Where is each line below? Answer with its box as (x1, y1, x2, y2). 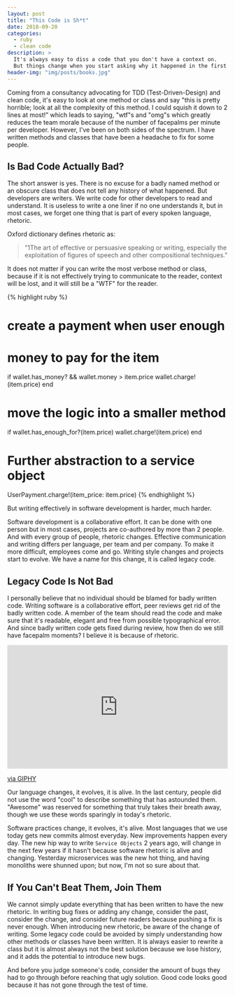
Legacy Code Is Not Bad (7, 575, 114, 587)
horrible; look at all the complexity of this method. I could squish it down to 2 (7, 103, 228, 111)
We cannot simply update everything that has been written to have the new (7, 900, 224, 908)
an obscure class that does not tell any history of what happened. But (7, 186, 208, 195)
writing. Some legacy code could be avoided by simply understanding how (7, 930, 222, 939)
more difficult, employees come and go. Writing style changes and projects (7, 547, 224, 556)
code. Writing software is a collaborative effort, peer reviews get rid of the (7, 601, 221, 610)
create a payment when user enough (7, 318, 225, 334)
